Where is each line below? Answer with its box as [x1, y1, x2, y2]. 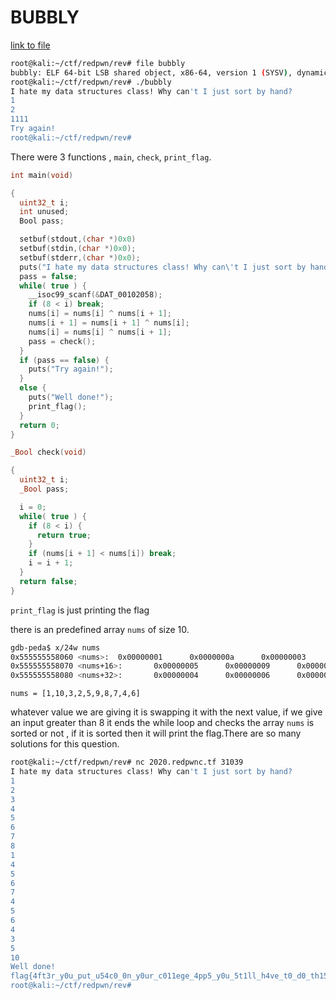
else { [19, 383, 47, 393]
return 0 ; [19, 420, 60, 430]
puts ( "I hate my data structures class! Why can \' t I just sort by [19, 262, 307, 272]
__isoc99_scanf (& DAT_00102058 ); [28, 290, 163, 300]
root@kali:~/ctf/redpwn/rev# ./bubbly [10, 77, 172, 87]
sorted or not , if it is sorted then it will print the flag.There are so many [10, 727, 302, 740]
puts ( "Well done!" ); [28, 392, 114, 403]
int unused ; [19, 207, 70, 217]
